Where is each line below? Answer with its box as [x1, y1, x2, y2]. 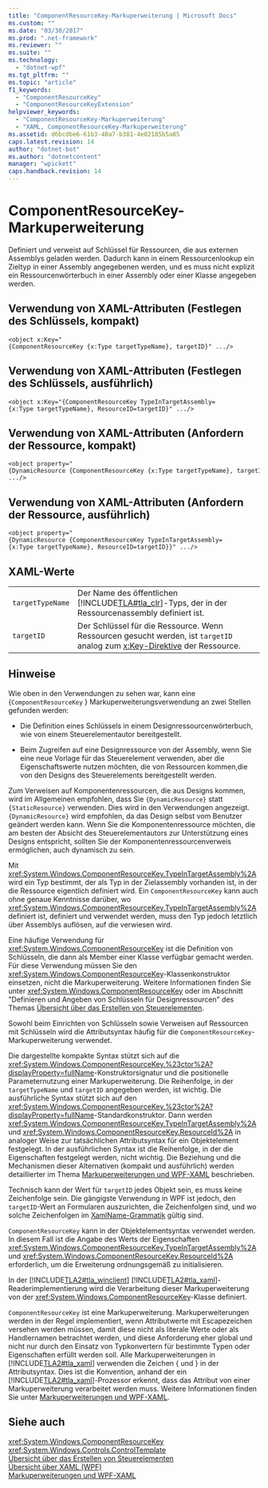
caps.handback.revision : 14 [8, 167, 102, 175]
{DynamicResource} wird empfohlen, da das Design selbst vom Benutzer [8, 811, 243, 821]
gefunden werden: [8, 705, 69, 714]
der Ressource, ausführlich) [8, 508, 151, 522]
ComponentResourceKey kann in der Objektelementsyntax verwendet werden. [8, 1226, 256, 1235]
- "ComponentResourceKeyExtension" [15, 100, 134, 108]
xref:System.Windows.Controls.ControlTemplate [8, 1445, 166, 1455]
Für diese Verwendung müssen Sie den [8, 960, 137, 970]
